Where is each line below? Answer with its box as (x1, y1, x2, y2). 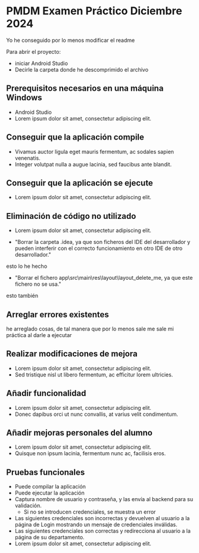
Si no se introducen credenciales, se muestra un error (23, 508, 156, 515)
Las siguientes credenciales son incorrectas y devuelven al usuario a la (14, 515, 190, 522)
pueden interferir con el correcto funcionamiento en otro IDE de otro (14, 245, 183, 252)
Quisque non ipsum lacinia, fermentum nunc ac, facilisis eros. (14, 450, 166, 457)
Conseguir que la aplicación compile (6, 132, 145, 143)
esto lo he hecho (6, 262, 48, 270)
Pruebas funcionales (6, 467, 85, 477)
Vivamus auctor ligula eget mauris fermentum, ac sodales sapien (14, 148, 175, 155)
